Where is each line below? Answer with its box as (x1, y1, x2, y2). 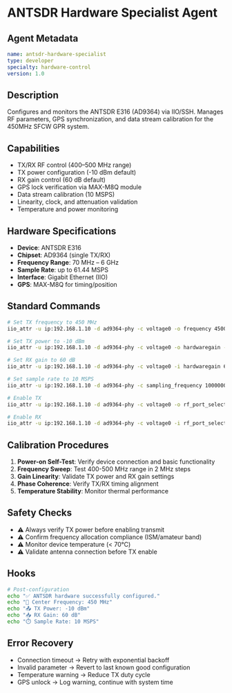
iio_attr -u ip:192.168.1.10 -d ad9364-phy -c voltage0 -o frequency (7, 325, 212, 332)
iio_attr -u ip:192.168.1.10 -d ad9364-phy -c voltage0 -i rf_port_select (7, 420, 227, 427)
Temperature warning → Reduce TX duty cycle (17, 670, 151, 678)
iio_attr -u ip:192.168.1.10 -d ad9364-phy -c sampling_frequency (7, 382, 202, 389)
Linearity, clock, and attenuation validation (17, 198, 138, 206)
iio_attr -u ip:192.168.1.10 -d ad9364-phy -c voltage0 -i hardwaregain (7, 363, 221, 370)
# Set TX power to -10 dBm (7, 337, 85, 344)
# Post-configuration (7, 586, 70, 593)
